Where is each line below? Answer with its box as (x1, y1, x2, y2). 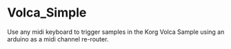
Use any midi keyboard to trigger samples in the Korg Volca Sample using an (7, 28, 225, 36)
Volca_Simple (7, 5, 87, 21)
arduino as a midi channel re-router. (7, 35, 109, 43)
